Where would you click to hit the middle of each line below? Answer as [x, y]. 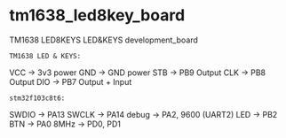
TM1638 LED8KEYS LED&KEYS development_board [103, 40]
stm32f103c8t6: [37, 98]
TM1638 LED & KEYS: [45, 56]
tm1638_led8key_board [97, 15]
